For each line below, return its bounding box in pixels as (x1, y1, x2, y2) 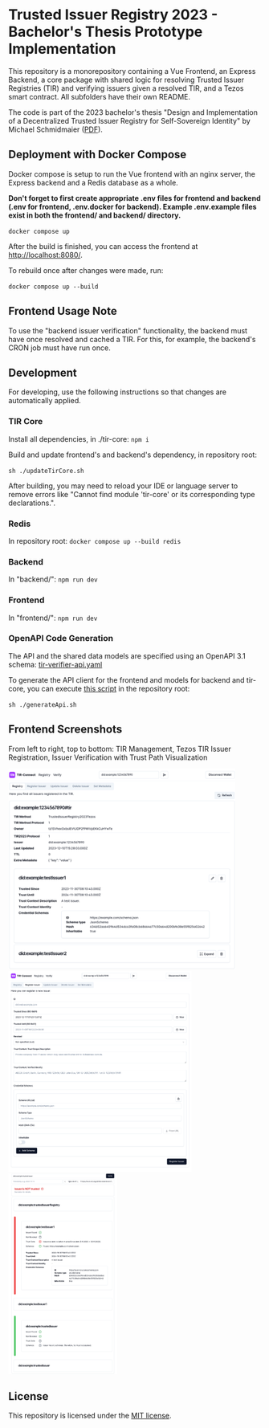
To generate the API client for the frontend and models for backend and (8, 675, 245, 684)
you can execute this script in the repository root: (26, 683, 190, 693)
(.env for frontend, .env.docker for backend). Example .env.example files (8, 202, 257, 211)
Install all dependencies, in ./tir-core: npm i (8, 434, 150, 443)
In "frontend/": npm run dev (8, 613, 98, 622)
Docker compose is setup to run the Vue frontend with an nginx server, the (8, 169, 255, 178)
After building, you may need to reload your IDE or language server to (8, 480, 238, 491)
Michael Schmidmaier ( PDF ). (8, 124, 103, 134)
